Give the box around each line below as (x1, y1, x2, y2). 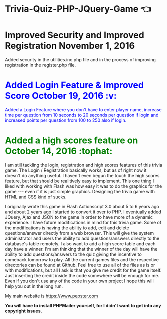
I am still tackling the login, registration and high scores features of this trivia (5, 162, 162, 168)
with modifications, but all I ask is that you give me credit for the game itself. (5, 267, 162, 273)
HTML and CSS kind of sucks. (5, 194, 67, 200)
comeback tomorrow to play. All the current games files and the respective (5, 257, 159, 262)
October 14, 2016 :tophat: (5, 145, 113, 157)
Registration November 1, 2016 (5, 40, 135, 52)
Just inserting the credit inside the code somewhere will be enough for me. (5, 273, 160, 278)
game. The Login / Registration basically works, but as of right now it (5, 167, 147, 173)
